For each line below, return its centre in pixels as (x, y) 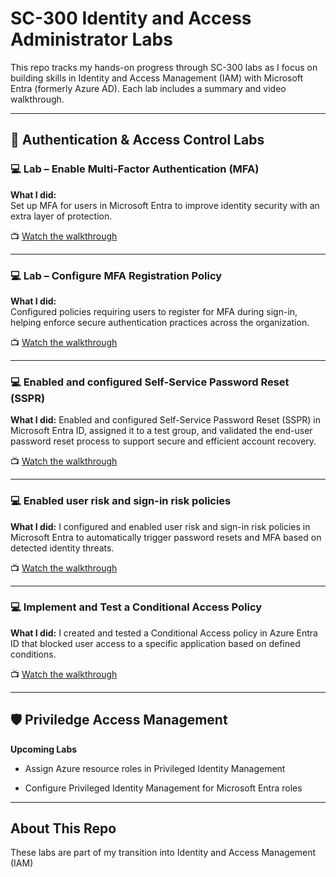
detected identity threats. (62, 548)
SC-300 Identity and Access (131, 18)
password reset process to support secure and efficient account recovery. (163, 441)
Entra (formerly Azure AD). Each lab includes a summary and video (148, 88)
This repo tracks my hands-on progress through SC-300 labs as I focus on (164, 67)
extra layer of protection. (61, 216)
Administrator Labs (91, 39)
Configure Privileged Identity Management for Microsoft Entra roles (163, 788)
